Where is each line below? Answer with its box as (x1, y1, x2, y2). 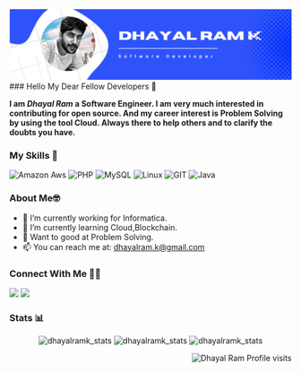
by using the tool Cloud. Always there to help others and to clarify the (9, 117, 273, 128)
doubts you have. (9, 127, 76, 137)
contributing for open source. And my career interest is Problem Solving (9, 108, 284, 118)
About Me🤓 (9, 192, 61, 204)
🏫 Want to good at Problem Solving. (21, 231, 154, 242)
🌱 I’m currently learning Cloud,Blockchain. (21, 221, 177, 232)
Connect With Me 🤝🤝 (9, 267, 101, 280)
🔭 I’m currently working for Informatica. (21, 212, 168, 223)
